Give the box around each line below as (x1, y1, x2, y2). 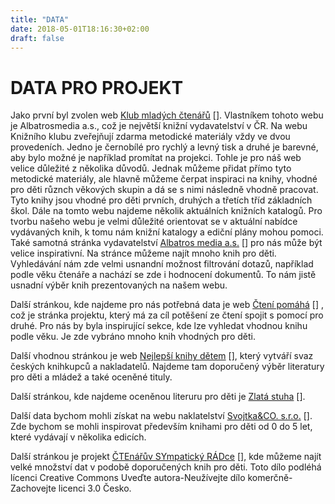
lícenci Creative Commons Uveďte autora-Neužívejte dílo (10, 472, 246, 484)
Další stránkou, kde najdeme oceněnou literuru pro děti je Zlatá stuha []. (10, 391, 306, 403)
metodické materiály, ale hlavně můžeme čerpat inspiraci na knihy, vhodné (10, 173, 318, 185)
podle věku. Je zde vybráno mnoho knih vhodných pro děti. (10, 331, 256, 343)
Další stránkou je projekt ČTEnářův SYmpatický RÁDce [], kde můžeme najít (10, 451, 322, 463)
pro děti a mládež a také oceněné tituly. (10, 371, 173, 383)
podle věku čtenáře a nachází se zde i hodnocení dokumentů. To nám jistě (10, 269, 317, 281)
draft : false (10, 33, 65, 43)
